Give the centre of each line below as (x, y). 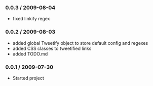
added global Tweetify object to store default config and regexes (80, 43)
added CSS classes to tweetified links (52, 48)
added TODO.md (30, 54)
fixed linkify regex (31, 19)
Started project (28, 78)
